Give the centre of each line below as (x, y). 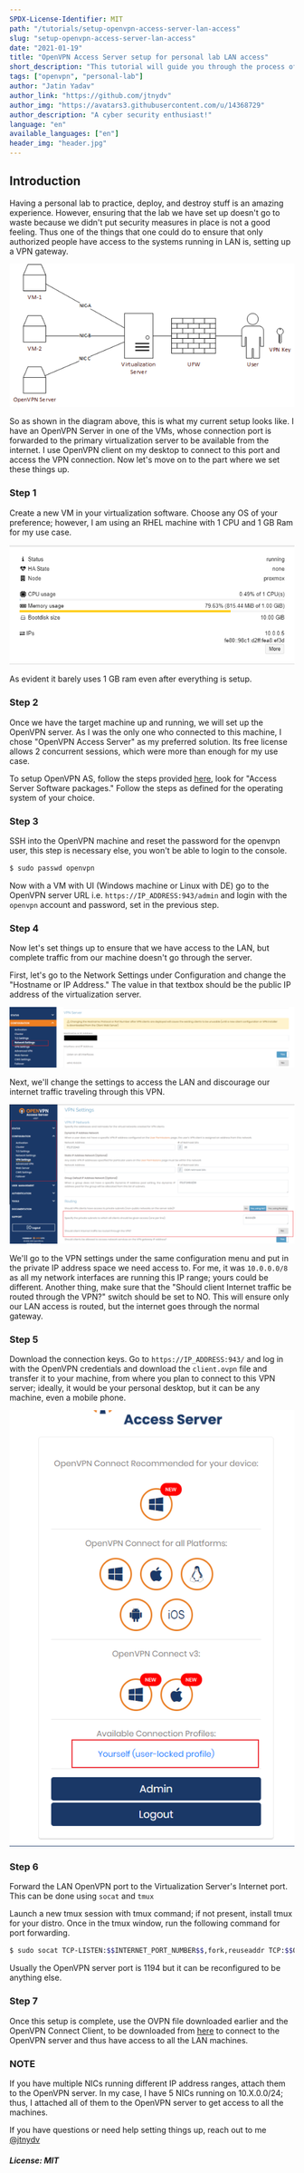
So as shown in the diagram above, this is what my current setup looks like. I (152, 421)
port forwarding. (40, 1933)
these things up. (39, 469)
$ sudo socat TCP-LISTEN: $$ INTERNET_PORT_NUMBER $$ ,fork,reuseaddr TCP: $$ (152, 1951)
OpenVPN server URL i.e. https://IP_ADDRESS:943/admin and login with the (148, 895)
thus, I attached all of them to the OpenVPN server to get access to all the (147, 2102)
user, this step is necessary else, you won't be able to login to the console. (148, 850)
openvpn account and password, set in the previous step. (114, 904)
